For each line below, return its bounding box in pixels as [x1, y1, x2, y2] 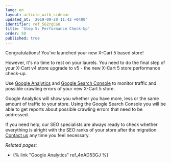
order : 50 [5, 31, 27, 36]
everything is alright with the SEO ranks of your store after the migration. [5, 126, 158, 133]
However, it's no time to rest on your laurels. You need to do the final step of [5, 59, 165, 66]
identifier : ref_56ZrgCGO [5, 21, 60, 27]
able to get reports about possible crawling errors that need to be [5, 106, 143, 112]
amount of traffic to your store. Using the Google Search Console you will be [5, 101, 166, 107]
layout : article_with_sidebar [5, 12, 70, 17]
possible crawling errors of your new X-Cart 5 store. [5, 85, 115, 91]
